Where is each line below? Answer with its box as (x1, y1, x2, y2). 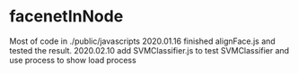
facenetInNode (9, 6, 124, 27)
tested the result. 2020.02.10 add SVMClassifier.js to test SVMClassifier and (9, 45, 290, 55)
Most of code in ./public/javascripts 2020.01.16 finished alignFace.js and (9, 36, 276, 46)
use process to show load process (9, 54, 136, 65)
